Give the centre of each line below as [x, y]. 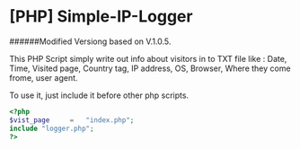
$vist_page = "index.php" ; [72, 120]
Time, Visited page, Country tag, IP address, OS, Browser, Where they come [150, 68]
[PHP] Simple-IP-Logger [101, 17]
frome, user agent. [44, 77]
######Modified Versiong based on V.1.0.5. [90, 41]
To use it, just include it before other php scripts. [99, 95]
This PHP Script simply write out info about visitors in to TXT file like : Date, [148, 58]
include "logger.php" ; [52, 128]
